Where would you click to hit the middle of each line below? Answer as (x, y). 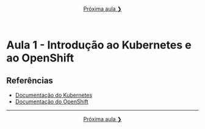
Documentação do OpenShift (52, 102)
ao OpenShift (40, 58)
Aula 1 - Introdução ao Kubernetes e (99, 45)
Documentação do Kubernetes (54, 95)
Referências (30, 81)
